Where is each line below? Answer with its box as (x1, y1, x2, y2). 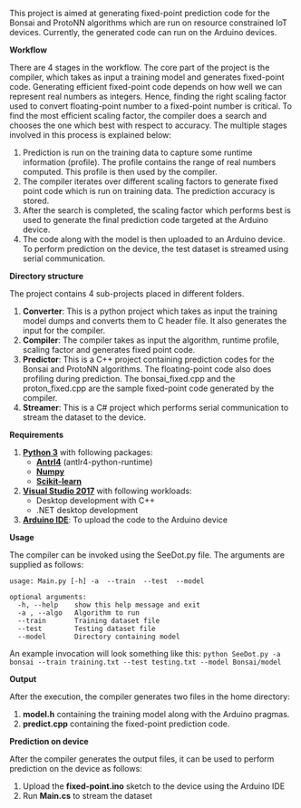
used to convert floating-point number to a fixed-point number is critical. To (9, 101, 293, 112)
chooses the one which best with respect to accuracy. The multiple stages (9, 120, 287, 131)
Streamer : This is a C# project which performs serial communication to (22, 403, 289, 413)
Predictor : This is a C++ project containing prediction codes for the (22, 354, 275, 365)
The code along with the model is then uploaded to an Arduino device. (22, 234, 286, 244)
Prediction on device (9, 736, 89, 746)
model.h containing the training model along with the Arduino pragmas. (22, 709, 290, 719)
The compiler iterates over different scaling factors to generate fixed (22, 176, 278, 187)
